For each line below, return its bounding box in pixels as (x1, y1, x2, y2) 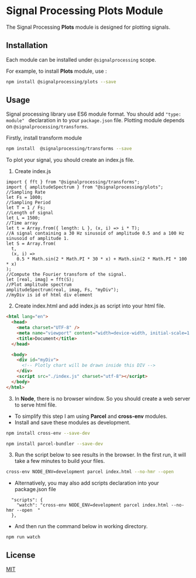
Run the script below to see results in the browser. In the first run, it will (14, 451, 186, 458)
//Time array (6, 220, 38, 227)
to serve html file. (14, 401, 57, 408)
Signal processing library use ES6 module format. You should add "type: (6, 110, 181, 118)
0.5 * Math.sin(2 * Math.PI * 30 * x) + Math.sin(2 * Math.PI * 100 (16, 256, 187, 262)
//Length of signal (6, 210, 54, 216)
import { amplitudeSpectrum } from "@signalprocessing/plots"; (6, 184, 164, 190)
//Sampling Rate (6, 190, 46, 195)
